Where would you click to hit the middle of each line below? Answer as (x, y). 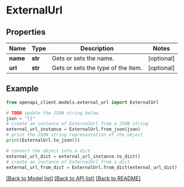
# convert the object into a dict (48, 151)
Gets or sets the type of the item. (97, 68)
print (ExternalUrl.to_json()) (43, 141)
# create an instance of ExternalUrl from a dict (68, 162)
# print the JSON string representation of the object (75, 135)
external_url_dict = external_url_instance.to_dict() (73, 156)
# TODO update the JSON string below (52, 113)
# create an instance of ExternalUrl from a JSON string (77, 124)
